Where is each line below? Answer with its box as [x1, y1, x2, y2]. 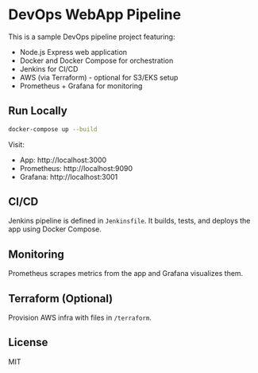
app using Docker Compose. [8, 224, 102, 234]
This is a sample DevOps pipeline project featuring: [8, 32, 175, 41]
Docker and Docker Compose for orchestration [19, 56, 174, 65]
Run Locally [8, 104, 67, 118]
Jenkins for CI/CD [19, 64, 79, 73]
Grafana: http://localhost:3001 [19, 172, 118, 181]
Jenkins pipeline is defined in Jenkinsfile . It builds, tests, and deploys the [8, 216, 251, 226]
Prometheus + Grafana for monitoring [19, 81, 143, 91]
